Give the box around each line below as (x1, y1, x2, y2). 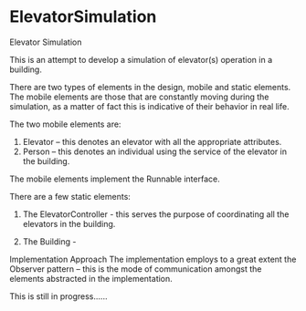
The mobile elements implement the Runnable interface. (9, 173, 221, 184)
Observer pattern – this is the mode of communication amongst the (9, 263, 262, 275)
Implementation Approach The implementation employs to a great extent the (9, 254, 297, 264)
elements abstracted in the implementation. (9, 273, 174, 284)
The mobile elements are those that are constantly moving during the (9, 91, 269, 102)
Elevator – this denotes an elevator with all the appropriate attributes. (22, 136, 282, 147)
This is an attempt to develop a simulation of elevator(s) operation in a (9, 54, 273, 65)
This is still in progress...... (9, 290, 108, 302)
